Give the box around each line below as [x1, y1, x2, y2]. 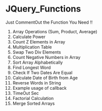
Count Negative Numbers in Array [12, 54, 81, 60]
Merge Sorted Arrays [12, 100, 55, 106]
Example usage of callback [12, 85, 67, 91]
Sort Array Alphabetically [12, 59, 63, 65]
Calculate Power [12, 34, 46, 40]
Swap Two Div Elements [12, 49, 61, 55]
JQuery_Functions [5, 3, 81, 14]
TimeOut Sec [12, 90, 39, 96]
